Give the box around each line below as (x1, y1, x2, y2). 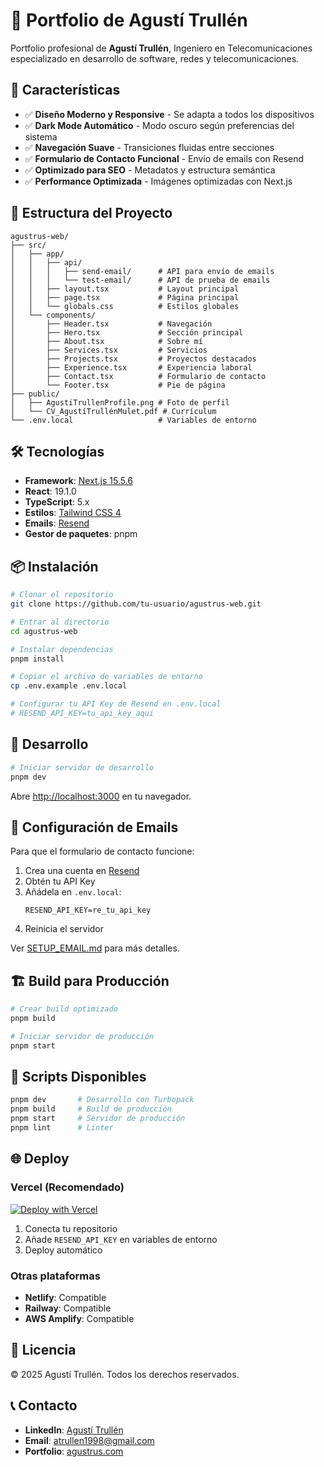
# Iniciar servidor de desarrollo (10, 762, 155, 773)
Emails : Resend (24, 517, 90, 529)
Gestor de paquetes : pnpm (24, 528, 138, 540)
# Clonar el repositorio (10, 590, 114, 600)
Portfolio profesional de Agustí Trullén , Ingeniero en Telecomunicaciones (10, 42, 313, 54)
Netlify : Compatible (24, 1291, 107, 1303)
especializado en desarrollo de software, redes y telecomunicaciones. (10, 52, 300, 64)
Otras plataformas (10, 1269, 101, 1283)
